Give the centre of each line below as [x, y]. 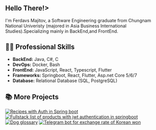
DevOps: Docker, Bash [36, 64]
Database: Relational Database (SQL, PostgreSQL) [65, 81]
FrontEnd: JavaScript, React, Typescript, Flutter [62, 70]
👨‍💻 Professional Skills [40, 47]
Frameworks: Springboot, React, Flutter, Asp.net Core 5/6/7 [75, 75]
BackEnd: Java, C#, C [35, 59]
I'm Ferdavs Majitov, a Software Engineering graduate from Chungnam [78, 20]
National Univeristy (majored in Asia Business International [66, 26]
